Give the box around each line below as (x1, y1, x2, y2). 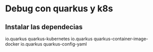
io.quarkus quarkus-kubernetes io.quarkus (5, 36, 93, 42)
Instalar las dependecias (5, 23, 83, 31)
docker (5, 41, 20, 47)
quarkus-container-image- (93, 36, 149, 42)
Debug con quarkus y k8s (5, 3, 113, 14)
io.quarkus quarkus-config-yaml (20, 41, 87, 47)
